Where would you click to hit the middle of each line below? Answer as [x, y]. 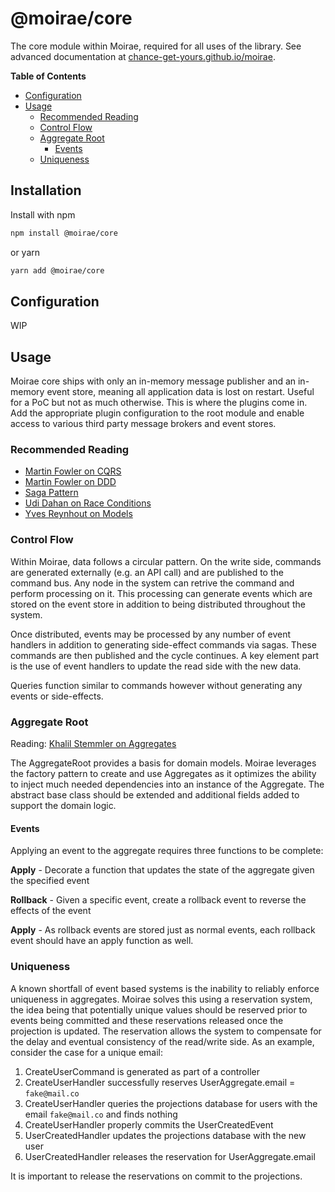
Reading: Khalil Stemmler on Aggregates [93, 744]
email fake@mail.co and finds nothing [101, 1114]
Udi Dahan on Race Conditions [88, 503]
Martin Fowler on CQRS [73, 471]
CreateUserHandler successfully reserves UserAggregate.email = [160, 1082]
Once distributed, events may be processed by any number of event [151, 634]
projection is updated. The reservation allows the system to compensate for [166, 1031]
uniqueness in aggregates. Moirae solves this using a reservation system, [161, 999]
